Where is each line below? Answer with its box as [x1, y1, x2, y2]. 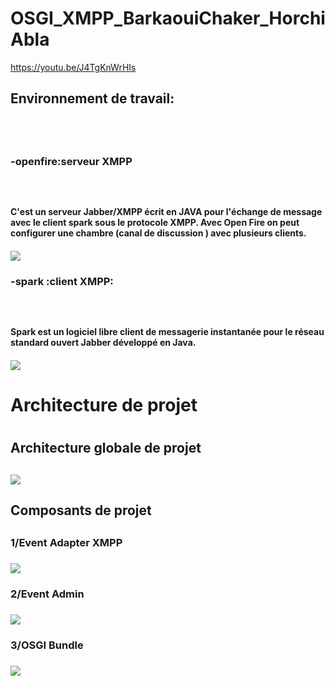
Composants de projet [10, 502, 152, 519]
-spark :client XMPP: [10, 274, 114, 288]
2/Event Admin [10, 587, 85, 601]
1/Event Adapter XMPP [10, 536, 123, 550]
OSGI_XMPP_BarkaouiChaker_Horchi [10, 7, 326, 30]
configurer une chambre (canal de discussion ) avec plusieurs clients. [10, 227, 307, 239]
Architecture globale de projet [10, 440, 202, 457]
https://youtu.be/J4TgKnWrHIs [10, 61, 137, 73]
